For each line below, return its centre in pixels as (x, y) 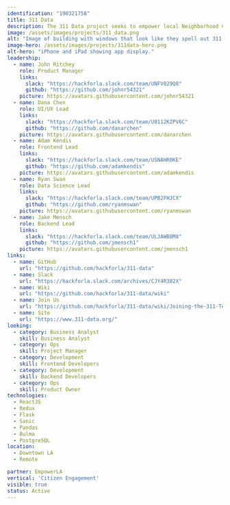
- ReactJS (27, 402)
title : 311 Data (30, 20)
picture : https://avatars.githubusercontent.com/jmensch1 (104, 249)
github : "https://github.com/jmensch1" (82, 243)
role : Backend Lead (47, 223)
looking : (20, 325)
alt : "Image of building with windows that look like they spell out (108, 39)
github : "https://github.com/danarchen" (84, 128)
